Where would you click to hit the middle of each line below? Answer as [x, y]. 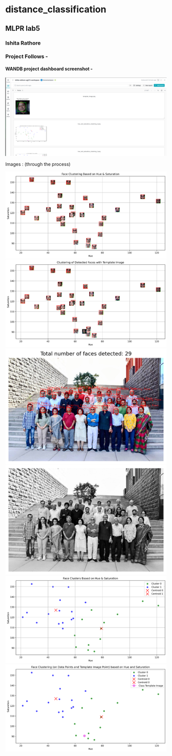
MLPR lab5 [23, 28]
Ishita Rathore [23, 43]
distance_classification [56, 9]
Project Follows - [27, 56]
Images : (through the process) [38, 164]
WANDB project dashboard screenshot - [49, 69]
